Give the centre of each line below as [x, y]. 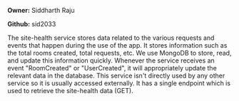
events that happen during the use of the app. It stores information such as [117, 45]
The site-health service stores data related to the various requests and [111, 38]
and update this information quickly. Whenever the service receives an [111, 60]
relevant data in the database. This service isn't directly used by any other [116, 75]
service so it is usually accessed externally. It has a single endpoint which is [119, 83]
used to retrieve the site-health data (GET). [70, 91]
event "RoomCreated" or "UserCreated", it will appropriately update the [112, 68]
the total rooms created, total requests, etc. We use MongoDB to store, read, [119, 53]
